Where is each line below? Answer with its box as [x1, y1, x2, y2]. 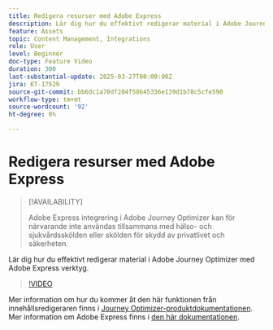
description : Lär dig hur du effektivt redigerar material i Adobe [8, 20, 242, 28]
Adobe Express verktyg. [8, 262, 89, 273]
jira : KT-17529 [8, 80, 60, 88]
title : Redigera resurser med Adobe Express [8, 11, 162, 20]
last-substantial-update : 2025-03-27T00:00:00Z [8, 73, 173, 81]
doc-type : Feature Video [8, 58, 93, 66]
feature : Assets [8, 27, 63, 35]
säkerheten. [28, 238, 69, 249]
